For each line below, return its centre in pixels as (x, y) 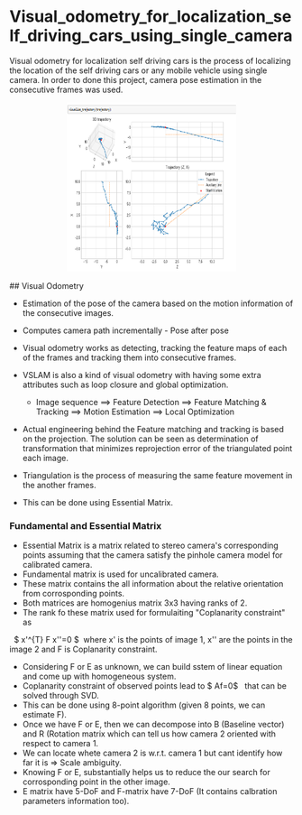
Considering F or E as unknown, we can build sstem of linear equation (152, 667)
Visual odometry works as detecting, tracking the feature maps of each (155, 347)
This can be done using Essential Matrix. (98, 502)
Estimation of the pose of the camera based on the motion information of (158, 303)
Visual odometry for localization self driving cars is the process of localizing (150, 60)
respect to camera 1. (60, 744)
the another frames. (59, 485)
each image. (46, 458)
